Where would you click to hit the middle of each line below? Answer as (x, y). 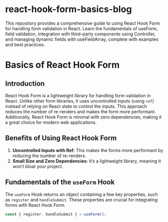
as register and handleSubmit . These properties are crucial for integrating (81, 199)
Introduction (25, 83)
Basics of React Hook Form (62, 65)
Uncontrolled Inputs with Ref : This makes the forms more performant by (88, 150)
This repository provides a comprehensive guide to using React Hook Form (83, 23)
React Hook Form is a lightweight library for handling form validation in (78, 95)
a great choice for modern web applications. (51, 122)
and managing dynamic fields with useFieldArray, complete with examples (82, 39)
